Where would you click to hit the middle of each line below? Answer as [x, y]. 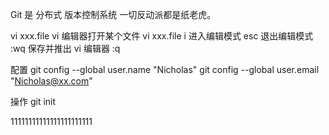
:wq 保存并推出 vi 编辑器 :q [65, 48]
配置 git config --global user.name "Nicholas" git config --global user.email [165, 69]
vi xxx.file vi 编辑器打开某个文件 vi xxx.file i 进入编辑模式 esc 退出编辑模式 [162, 36]
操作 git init [33, 101]
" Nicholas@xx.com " [51, 81]
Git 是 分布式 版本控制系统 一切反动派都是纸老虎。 [113, 14]
